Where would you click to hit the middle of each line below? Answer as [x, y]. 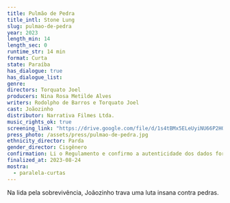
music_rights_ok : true [39, 122]
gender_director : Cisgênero [47, 147]
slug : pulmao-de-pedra [39, 26]
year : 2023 [23, 33]
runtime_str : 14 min [37, 52]
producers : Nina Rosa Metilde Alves [59, 97]
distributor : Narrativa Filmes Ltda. [61, 115]
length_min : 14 [29, 39]
